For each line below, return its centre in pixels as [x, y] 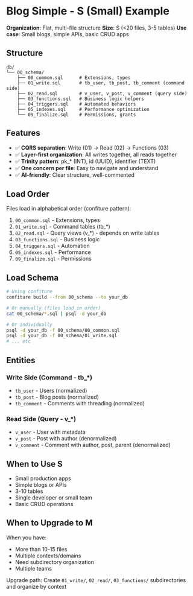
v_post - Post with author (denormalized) [66, 439]
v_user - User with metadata [50, 432]
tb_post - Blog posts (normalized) [57, 397]
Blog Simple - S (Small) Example [88, 11]
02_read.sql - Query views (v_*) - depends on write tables [87, 233]
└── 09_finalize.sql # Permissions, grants [77, 115]
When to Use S [35, 464]
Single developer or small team [53, 497]
